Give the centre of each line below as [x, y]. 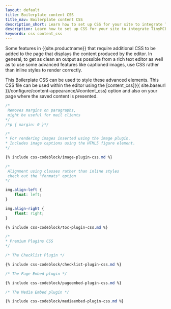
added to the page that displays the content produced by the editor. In [79, 54]
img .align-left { [24, 190]
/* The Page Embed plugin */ [36, 274]
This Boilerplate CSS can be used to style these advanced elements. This [82, 80]
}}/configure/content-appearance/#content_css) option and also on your [81, 91]
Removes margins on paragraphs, [42, 110]
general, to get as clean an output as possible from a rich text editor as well [84, 59]
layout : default [22, 10]
